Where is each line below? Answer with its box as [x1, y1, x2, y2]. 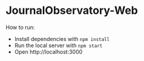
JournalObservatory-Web [5, 4, 139, 18]
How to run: [5, 24, 35, 31]
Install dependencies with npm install [14, 35, 110, 42]
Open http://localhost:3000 [14, 48, 83, 55]
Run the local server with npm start [14, 42, 103, 49]
